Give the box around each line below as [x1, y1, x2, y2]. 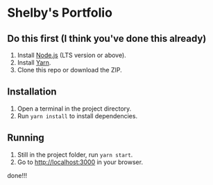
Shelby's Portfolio [7, 5, 113, 21]
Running [7, 132, 45, 144]
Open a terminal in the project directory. [17, 104, 132, 113]
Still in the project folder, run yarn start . [17, 150, 133, 159]
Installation [7, 86, 57, 98]
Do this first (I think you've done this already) [7, 33, 207, 45]
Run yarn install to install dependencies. [17, 111, 137, 120]
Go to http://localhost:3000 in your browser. [17, 158, 144, 166]
